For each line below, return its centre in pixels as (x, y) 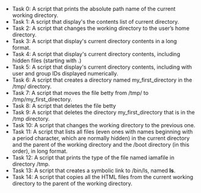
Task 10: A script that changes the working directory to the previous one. (104, 125)
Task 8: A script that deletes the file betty (64, 106)
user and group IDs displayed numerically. (65, 73)
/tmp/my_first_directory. (42, 99)
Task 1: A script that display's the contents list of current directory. (95, 22)
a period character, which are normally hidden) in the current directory (101, 138)
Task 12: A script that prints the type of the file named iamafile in (93, 157)
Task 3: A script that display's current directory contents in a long (94, 41)
